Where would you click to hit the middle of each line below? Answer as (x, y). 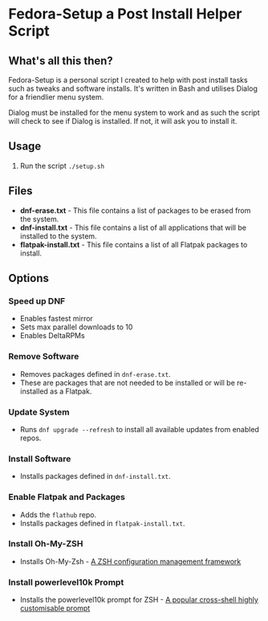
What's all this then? (61, 61)
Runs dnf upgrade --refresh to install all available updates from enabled (139, 429)
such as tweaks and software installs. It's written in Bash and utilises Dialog (133, 88)
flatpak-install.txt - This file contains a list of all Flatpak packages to (134, 244)
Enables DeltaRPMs (53, 336)
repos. (30, 438)
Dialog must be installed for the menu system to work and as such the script (134, 112)
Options (29, 278)
